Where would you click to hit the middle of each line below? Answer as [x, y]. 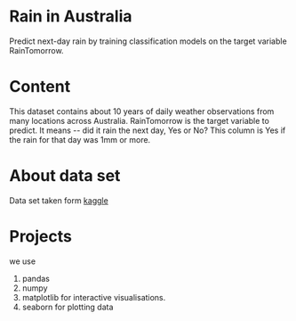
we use [23, 261]
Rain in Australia [71, 16]
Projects [41, 236]
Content [40, 87]
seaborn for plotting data [68, 307]
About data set [65, 176]
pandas [36, 278]
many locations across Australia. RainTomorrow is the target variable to [139, 120]
